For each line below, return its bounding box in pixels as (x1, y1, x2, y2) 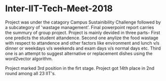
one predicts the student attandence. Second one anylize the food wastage (5, 35, 159, 41)
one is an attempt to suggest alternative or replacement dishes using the (5, 50, 153, 56)
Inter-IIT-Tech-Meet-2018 (5, 3, 113, 14)
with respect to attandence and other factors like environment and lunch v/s (5, 40, 160, 46)
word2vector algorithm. (5, 55, 53, 61)
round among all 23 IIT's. (5, 70, 56, 76)
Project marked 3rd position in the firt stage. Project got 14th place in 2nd (5, 65, 155, 71)
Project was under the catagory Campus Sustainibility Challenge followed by (5, 19, 161, 25)
